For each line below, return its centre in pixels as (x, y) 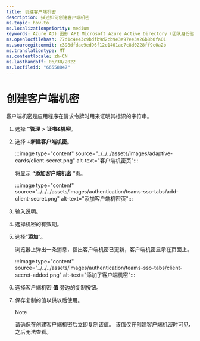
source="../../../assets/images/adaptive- (124, 153)
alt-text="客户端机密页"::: (107, 161)
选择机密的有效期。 (38, 224)
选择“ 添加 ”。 (30, 237)
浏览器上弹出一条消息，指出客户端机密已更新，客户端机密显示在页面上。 (103, 250)
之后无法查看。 (33, 332)
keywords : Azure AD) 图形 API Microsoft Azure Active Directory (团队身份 (98, 34)
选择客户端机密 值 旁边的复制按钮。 (58, 288)
